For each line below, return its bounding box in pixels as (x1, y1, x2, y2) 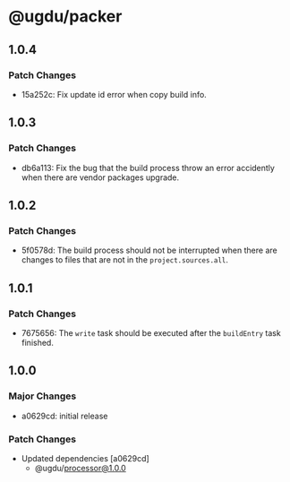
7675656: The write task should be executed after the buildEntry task (21, 327, 281, 338)
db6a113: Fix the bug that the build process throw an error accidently (21, 162, 275, 173)
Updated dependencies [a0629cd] (21, 452, 149, 463)
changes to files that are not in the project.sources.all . (21, 254, 229, 265)
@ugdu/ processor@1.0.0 (34, 462, 126, 473)
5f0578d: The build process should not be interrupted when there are (21, 245, 278, 256)
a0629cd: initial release (21, 410, 108, 421)
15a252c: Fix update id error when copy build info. (21, 89, 207, 99)
